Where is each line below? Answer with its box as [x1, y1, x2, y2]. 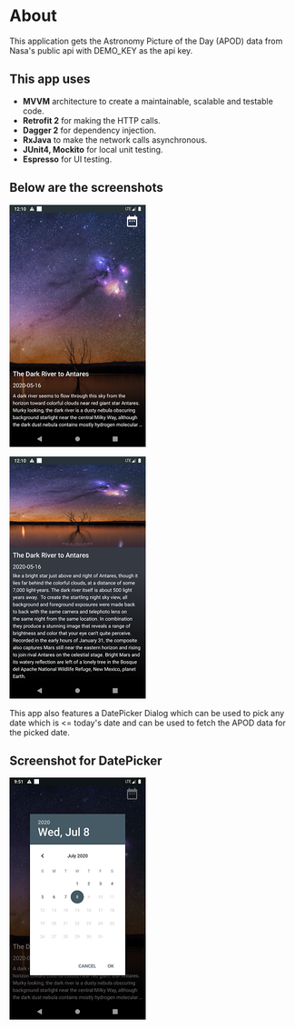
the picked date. [9, 726, 71, 737]
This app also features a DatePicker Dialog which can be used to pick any [9, 707, 285, 718]
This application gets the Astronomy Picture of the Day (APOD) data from [9, 35, 283, 46]
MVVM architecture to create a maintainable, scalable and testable [22, 95, 274, 106]
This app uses [9, 72, 91, 87]
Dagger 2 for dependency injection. [22, 125, 157, 135]
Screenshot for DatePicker [9, 753, 162, 768]
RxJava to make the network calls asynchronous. [22, 134, 208, 145]
